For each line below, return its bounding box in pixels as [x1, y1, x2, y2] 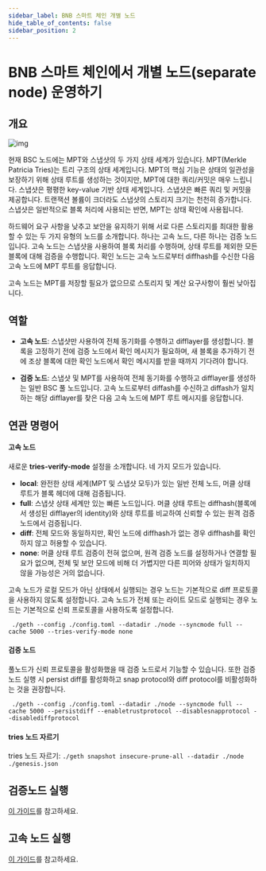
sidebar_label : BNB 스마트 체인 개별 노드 [8, 11, 136, 20]
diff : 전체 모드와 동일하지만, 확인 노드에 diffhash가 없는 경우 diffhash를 [19, 528, 241, 538]
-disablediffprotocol [8, 714, 80, 722]
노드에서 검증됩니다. [19, 518, 82, 527]
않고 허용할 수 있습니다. [34, 538, 107, 547]
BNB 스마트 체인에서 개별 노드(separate [8, 63, 256, 81]
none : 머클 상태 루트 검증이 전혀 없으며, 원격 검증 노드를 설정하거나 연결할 [19, 548, 249, 558]
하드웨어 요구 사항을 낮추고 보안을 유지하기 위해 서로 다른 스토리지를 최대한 [8, 222, 240, 231]
